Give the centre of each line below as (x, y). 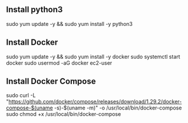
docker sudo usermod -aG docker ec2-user (59, 63)
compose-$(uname (29, 108)
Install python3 (34, 10)
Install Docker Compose (51, 82)
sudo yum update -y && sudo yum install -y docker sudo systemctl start (93, 56)
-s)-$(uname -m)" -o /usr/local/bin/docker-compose (118, 108)
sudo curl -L (21, 95)
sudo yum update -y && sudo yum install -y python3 (69, 24)
